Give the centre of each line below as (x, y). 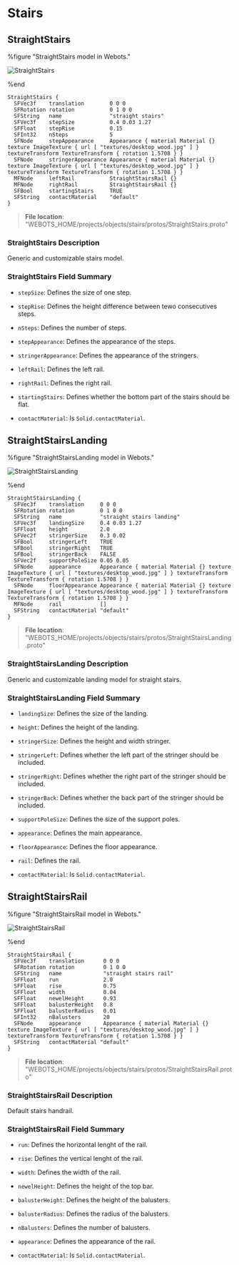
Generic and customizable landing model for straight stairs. (95, 679)
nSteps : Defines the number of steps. (72, 327)
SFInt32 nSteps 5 (63, 135)
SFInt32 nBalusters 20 (62, 1017)
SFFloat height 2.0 (62, 529)
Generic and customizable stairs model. (66, 258)
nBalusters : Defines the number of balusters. (84, 1228)
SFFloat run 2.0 (63, 980)
